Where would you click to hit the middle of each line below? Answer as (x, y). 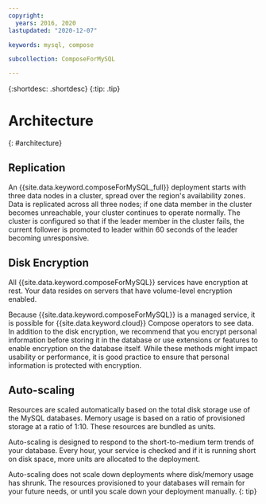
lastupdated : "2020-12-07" (53, 30)
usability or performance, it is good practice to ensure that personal (119, 357)
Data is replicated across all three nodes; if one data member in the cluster (130, 204)
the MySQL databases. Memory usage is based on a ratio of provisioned (127, 418)
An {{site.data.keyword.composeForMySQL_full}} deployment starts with (127, 187)
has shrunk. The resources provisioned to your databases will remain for (127, 483)
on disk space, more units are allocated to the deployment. (104, 459)
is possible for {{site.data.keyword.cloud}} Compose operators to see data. (131, 322)
